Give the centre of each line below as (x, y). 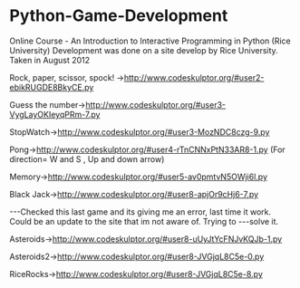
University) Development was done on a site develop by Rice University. (144, 50)
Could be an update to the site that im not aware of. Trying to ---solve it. (144, 221)
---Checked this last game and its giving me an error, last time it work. (140, 211)
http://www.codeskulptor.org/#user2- (194, 77)
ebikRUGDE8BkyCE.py (52, 87)
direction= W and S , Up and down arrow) (87, 158)
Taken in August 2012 (50, 60)
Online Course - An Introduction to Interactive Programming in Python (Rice (150, 41)
